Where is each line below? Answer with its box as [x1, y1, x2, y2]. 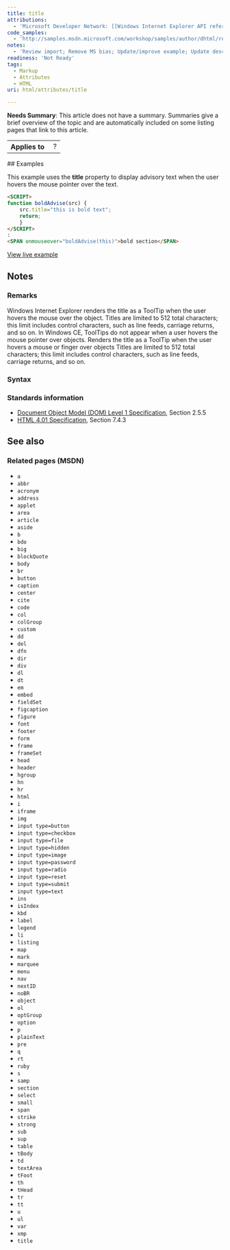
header [16, 764, 36, 771]
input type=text [16, 888, 64, 895]
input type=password [16, 859, 76, 866]
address [16, 495, 39, 502]
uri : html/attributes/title [7, 86, 88, 93]
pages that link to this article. [7, 126, 89, 134]
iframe [16, 808, 36, 815]
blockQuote [16, 553, 49, 560]
